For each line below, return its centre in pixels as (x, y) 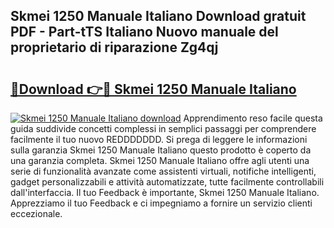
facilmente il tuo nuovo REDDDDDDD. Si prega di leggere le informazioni (159, 139)
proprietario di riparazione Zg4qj (114, 47)
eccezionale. (36, 213)
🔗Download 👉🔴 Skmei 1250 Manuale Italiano (153, 89)
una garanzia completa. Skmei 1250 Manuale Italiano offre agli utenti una (160, 160)
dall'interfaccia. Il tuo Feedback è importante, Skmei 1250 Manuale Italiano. (165, 192)
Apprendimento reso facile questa (253, 118)
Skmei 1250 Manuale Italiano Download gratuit (158, 16)
